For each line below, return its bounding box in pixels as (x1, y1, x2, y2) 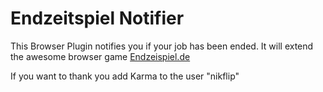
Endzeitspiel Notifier (10, 7, 185, 30)
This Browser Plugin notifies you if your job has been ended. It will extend (10, 40, 314, 52)
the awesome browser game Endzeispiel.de (10, 50, 191, 62)
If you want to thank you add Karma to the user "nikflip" (10, 70, 240, 82)
